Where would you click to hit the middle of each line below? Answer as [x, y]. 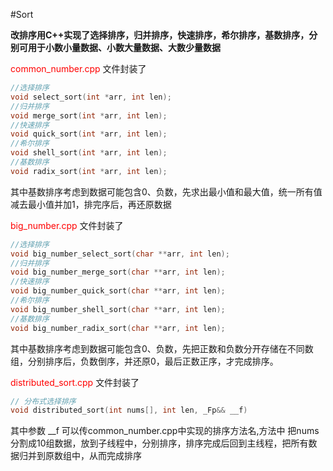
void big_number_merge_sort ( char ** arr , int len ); [118, 272]
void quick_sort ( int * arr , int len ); [89, 134]
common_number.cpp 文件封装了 [78, 68]
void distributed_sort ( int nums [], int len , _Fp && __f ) [129, 410]
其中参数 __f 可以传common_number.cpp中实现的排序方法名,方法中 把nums [165, 431]
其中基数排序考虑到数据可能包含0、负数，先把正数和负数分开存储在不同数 [162, 348]
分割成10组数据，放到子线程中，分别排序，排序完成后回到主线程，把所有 [159, 443]
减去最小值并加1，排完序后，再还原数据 [91, 204]
